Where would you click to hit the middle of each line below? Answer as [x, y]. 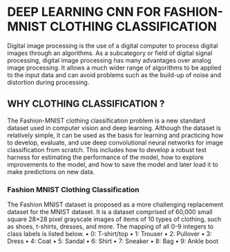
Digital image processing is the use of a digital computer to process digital [113, 45]
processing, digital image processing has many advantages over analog [109, 60]
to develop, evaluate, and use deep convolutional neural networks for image [115, 143]
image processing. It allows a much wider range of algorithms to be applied [114, 67]
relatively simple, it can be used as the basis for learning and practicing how [115, 135]
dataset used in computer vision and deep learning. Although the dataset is [114, 127]
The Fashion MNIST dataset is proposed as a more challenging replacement [115, 204]
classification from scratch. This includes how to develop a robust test [107, 149]
